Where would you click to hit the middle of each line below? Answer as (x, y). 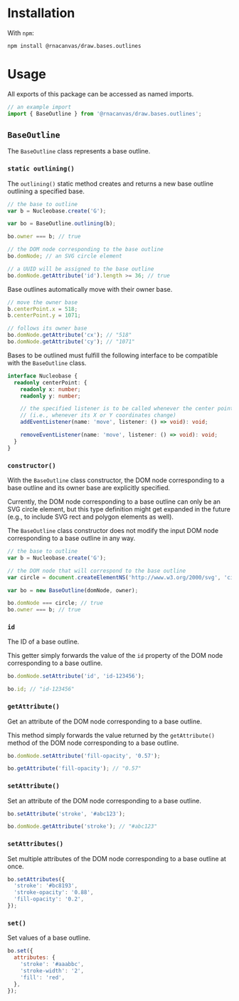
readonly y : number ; (51, 396)
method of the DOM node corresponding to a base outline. (93, 743)
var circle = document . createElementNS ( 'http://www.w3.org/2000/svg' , (114, 577)
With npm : (21, 33)
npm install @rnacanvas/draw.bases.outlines (74, 46)
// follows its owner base (47, 329)
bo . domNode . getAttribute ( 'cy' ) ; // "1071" (71, 342)
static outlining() (41, 169)
